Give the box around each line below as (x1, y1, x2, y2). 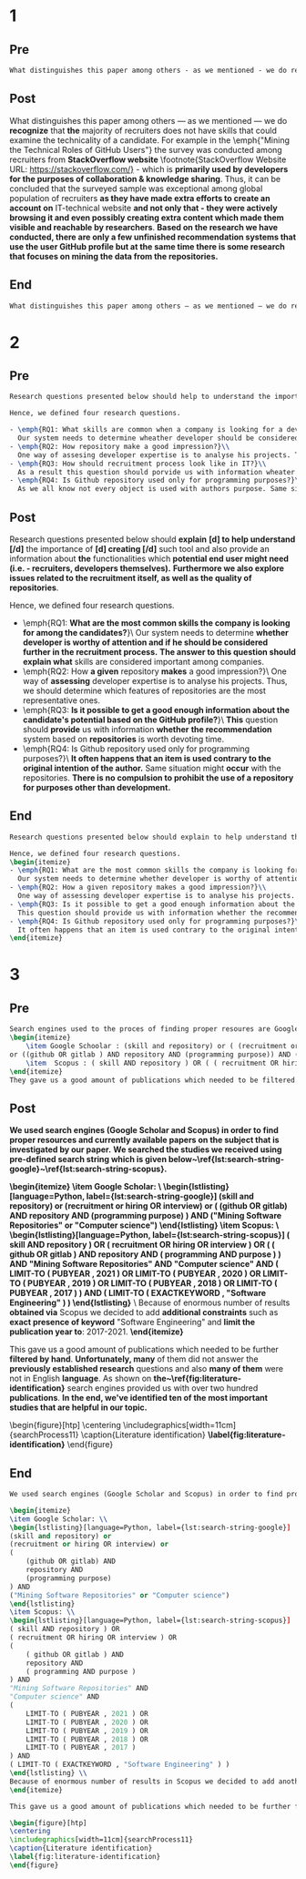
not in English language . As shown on (9, 1373, 152, 1384)
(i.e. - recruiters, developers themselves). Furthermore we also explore (9, 562, 285, 574)
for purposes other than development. (22, 781, 171, 792)
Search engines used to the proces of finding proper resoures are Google (9, 1025, 300, 1034)
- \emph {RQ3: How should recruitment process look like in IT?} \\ (9, 459, 267, 468)
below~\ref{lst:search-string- (168, 1154, 285, 1165)
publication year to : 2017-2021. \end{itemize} (9, 1326, 184, 1337)
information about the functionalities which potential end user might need (9, 553, 290, 564)
